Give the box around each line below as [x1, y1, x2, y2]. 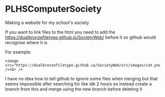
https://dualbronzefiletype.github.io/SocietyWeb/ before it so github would [5, 34, 156, 40]
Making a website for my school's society [5, 20, 89, 25]
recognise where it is [5, 39, 48, 45]
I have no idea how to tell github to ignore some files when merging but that [5, 75, 158, 81]
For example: [5, 49, 32, 55]
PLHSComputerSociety [5, 3, 102, 15]
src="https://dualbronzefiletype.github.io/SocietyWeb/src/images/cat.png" [5, 63, 164, 68]
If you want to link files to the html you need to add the [5, 29, 115, 35]
